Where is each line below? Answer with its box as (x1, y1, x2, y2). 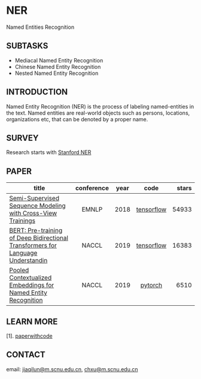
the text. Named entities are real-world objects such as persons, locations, (6, 109, 190, 116)
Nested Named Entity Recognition (14, 70, 99, 77)
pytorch (140, 281, 163, 290)
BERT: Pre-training (9, 226, 63, 234)
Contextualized (9, 273, 52, 282)
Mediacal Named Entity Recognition (14, 56, 103, 64)
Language (9, 249, 38, 257)
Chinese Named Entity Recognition (14, 63, 101, 70)
